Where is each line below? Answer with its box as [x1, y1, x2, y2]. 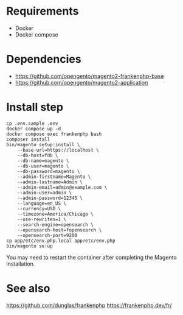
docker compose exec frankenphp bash [6, 131, 102, 137]
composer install [6, 136, 50, 143]
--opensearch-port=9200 [17, 232, 78, 238]
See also [6, 281, 50, 295]
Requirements [6, 4, 79, 18]
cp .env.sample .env [6, 120, 59, 126]
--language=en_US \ [17, 200, 67, 207]
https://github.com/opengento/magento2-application [15, 79, 148, 86]
